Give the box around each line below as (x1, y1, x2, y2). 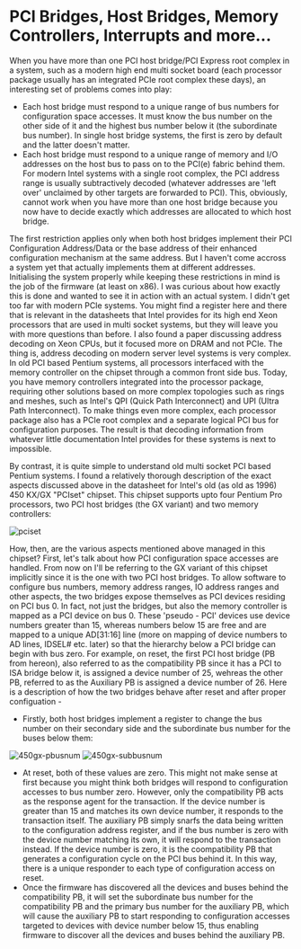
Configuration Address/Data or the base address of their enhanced (9, 243, 258, 253)
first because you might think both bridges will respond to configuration (22, 776, 288, 787)
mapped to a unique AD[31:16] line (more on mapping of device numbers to (9, 629, 288, 640)
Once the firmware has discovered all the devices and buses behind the (22, 882, 289, 892)
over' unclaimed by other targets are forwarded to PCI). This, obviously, (22, 187, 288, 198)
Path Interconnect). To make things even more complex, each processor (9, 404, 277, 415)
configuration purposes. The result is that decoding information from (9, 424, 264, 435)
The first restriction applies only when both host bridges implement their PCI (9, 233, 292, 244)
